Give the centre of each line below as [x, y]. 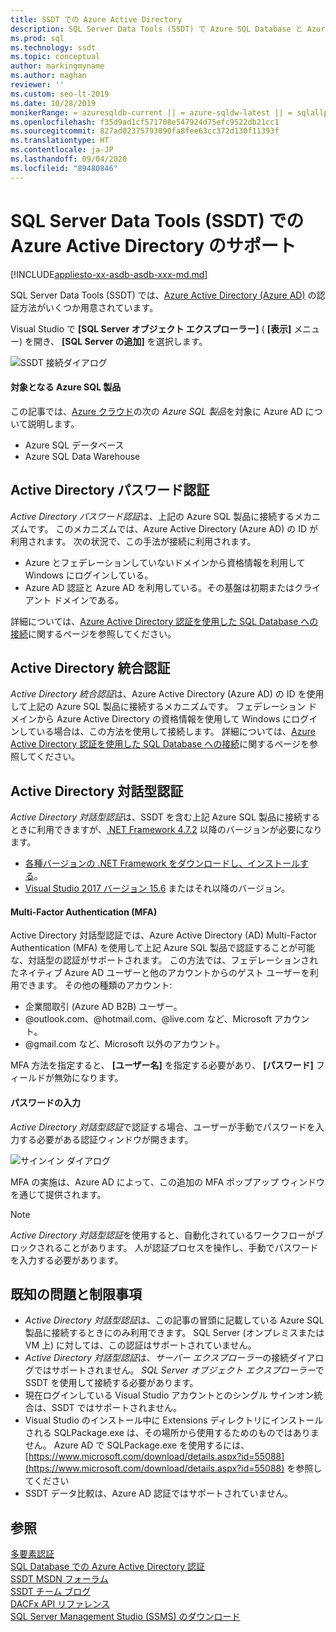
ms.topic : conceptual [55, 57]
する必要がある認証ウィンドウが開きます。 [106, 1139]
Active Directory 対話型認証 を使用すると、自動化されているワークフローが [163, 1235]
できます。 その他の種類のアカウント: [95, 985]
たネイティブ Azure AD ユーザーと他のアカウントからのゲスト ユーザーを [160, 973]
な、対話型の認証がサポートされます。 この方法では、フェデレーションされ [164, 960]
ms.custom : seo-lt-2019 [60, 94]
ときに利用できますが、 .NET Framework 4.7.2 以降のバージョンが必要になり [166, 830]
